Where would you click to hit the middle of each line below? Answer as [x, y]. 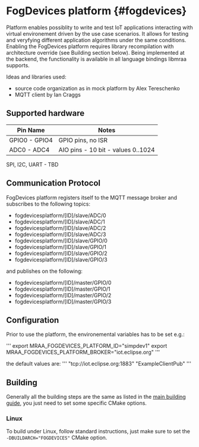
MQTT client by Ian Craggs [48, 95]
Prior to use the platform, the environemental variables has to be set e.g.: [96, 335]
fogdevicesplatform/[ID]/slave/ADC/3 [60, 234]
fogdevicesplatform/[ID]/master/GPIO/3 [63, 301]
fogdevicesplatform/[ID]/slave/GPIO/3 [61, 259]
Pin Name [31, 130]
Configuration [33, 320]
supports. [18, 65]
